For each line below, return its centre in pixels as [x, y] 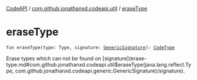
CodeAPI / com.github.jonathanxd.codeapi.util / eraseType [77, 8]
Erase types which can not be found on [54, 58]
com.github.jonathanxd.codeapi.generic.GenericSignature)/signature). [100, 71]
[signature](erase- [125, 58]
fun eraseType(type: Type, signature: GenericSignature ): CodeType [91, 47]
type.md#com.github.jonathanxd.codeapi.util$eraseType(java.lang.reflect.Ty [99, 64]
